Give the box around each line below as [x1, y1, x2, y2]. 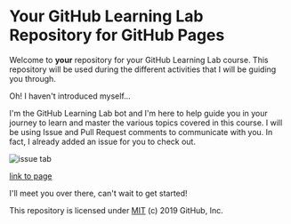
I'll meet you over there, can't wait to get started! [9, 188, 189, 198]
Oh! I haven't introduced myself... [9, 91, 131, 101]
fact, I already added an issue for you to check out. [9, 136, 196, 147]
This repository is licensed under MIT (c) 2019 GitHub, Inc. [9, 204, 224, 215]
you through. [9, 73, 56, 84]
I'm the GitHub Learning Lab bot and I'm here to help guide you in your [9, 108, 269, 118]
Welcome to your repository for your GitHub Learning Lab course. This [9, 54, 269, 65]
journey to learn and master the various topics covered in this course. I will [9, 117, 283, 128]
